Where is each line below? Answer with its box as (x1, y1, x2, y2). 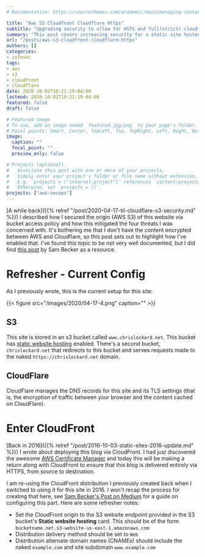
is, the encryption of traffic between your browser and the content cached (6, 393, 193, 401)
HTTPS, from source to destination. (6, 468, 96, 475)
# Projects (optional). (6, 162, 67, 168)
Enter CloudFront (6, 421, 95, 435)
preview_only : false (12, 151, 64, 157)
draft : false (6, 105, 40, 111)
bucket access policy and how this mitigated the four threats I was (6, 220, 173, 227)
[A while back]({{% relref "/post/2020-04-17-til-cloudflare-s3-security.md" (6, 207, 196, 214)
